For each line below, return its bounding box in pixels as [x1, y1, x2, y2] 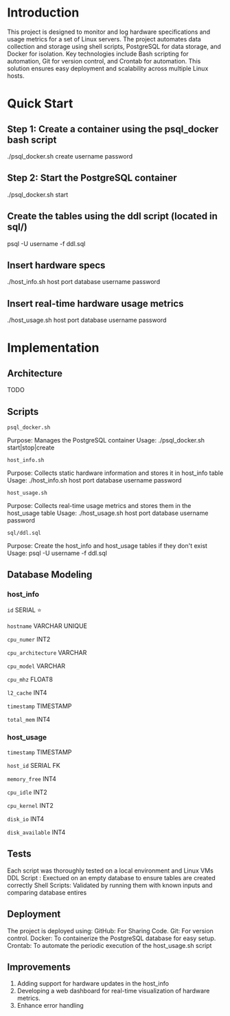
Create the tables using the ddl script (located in [7, 210, 218, 222]
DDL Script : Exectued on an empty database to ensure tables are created [7, 873, 216, 882]
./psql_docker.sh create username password [7, 152, 133, 160]
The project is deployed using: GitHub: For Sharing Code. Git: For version [7, 926, 214, 935]
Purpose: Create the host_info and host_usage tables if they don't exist [7, 542, 208, 549]
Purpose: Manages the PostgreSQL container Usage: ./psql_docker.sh [7, 436, 205, 444]
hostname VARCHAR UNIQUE [7, 622, 88, 630]
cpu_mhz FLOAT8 [7, 675, 54, 683]
